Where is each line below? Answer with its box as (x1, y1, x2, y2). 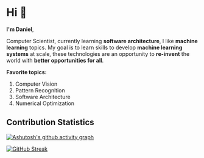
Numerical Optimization (15, 100, 75, 107)
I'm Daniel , (6, 26, 34, 33)
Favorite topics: (6, 68, 47, 75)
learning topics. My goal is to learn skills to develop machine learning (6, 44, 183, 51)
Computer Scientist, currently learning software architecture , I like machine (6, 37, 198, 44)
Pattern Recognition (15, 86, 65, 94)
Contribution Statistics (6, 117, 94, 128)
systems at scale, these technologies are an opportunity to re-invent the (6, 50, 190, 57)
